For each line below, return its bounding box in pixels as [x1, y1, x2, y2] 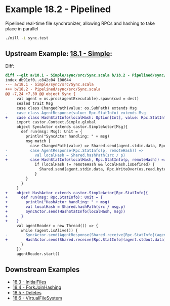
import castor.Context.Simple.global [16, 120, 96, 125]
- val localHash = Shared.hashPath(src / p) [5, 153, 125, 158]
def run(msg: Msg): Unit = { [21, 129, 82, 135]
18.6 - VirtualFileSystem [12, 295, 62, 301]
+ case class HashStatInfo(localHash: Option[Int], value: [5, 115, 139, 120]
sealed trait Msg [16, 101, 53, 106]
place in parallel [5, 25, 38, 31]
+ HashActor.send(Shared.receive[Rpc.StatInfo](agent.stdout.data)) [5, 237, 168, 242]
